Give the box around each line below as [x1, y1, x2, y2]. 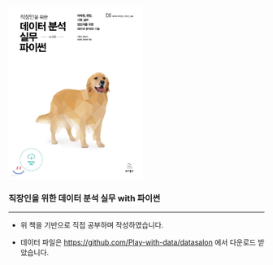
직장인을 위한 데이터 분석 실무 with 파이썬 [8, 193, 161, 204]
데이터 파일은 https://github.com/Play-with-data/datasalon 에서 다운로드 [19, 237, 257, 247]
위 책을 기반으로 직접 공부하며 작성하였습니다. [19, 220, 164, 230]
